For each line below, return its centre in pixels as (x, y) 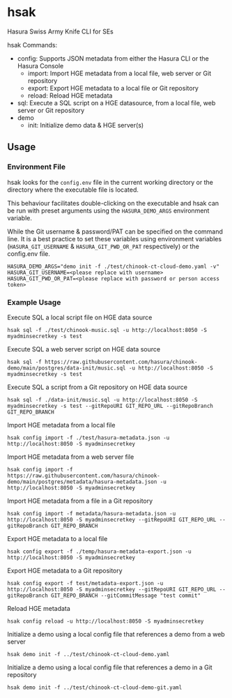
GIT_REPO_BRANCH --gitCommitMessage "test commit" (126, 595)
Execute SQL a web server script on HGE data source (84, 349)
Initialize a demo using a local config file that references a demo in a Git (110, 667)
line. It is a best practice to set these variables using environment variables (114, 238)
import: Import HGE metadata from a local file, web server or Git (119, 73)
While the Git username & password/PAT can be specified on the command (115, 232)
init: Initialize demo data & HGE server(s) (86, 125)
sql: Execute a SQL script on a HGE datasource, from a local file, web (116, 103)
